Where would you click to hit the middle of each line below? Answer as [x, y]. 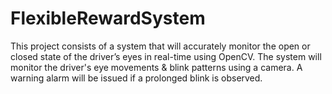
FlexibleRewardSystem [108, 18]
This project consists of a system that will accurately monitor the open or [160, 46]
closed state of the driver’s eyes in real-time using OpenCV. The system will [166, 56]
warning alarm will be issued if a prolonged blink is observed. [136, 78]
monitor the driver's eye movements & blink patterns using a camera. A [156, 67]
